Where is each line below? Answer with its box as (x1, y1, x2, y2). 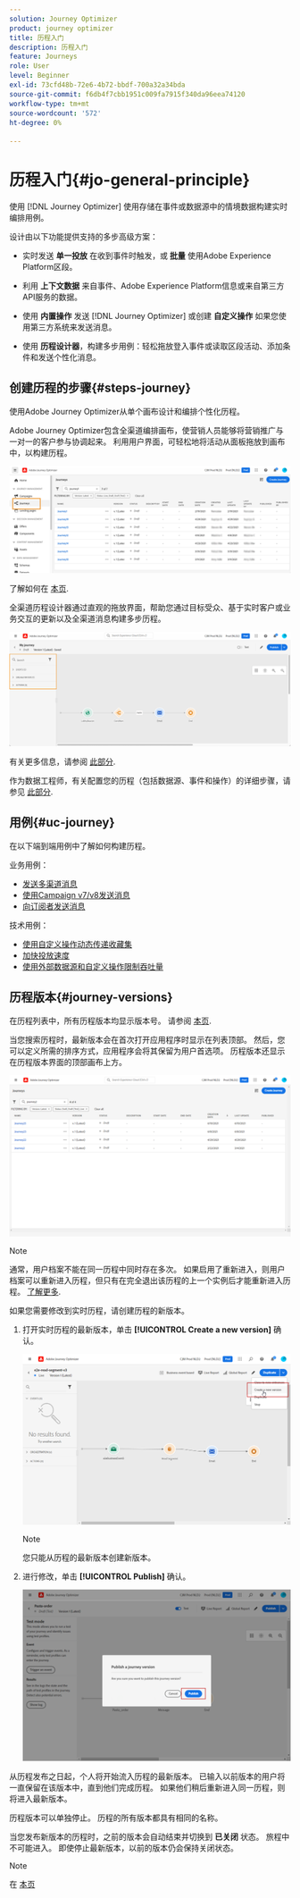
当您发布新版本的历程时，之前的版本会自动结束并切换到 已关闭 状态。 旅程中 (9, 1832, 290, 1842)
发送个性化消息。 (37, 352, 101, 363)
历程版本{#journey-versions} (9, 990, 173, 1005)
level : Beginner (9, 71, 70, 80)
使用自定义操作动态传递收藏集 (21, 938, 132, 949)
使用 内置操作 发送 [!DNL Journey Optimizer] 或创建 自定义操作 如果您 (21, 311, 279, 322)
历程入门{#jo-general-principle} (9, 170, 250, 190)
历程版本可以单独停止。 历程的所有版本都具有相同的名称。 (9, 1812, 223, 1823)
